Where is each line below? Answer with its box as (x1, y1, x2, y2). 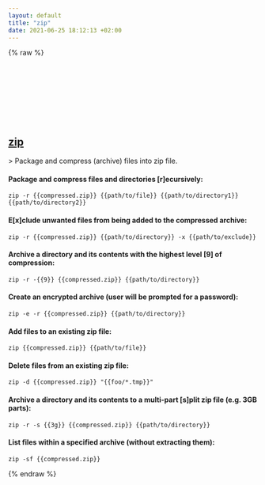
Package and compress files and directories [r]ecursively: (8, 174, 203, 184)
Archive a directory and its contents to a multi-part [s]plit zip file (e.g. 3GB (8, 395, 257, 404)
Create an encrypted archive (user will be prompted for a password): (8, 292, 239, 301)
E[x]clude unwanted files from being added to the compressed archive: (8, 215, 248, 225)
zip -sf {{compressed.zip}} (8, 455, 101, 463)
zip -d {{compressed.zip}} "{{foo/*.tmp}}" (8, 378, 154, 386)
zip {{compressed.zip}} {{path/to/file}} (8, 344, 147, 352)
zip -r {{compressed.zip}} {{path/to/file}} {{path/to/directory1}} (8, 191, 239, 200)
